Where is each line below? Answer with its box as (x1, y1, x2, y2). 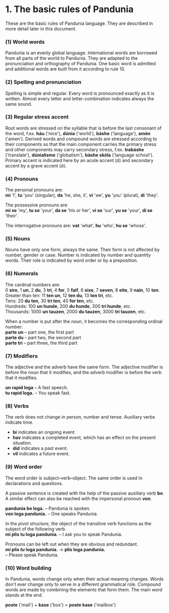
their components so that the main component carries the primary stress (5, 141, 157, 147)
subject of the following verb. (5, 525, 67, 532)
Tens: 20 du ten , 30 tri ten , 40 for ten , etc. (5, 298, 95, 304)
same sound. (5, 101, 32, 107)
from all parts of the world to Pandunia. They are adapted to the (5, 55, 138, 61)
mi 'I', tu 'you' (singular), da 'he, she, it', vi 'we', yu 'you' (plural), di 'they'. (5, 192, 159, 198)
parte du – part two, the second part (5, 334, 81, 340)
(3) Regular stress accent (5, 113, 69, 120)
